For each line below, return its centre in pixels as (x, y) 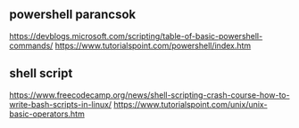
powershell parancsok (73, 15)
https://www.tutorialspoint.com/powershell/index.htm (153, 45)
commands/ (31, 45)
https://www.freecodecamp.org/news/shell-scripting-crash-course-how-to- (149, 95)
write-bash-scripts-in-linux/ (61, 104)
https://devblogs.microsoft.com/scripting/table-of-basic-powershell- (136, 36)
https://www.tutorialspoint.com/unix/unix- (191, 104)
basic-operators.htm (47, 114)
